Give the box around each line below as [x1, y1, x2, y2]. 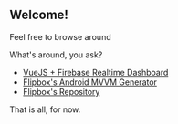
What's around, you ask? [9, 49, 103, 60]
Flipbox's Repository [22, 86, 100, 97]
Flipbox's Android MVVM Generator [22, 77, 158, 88]
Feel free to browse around [9, 31, 111, 42]
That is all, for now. [9, 104, 81, 115]
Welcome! [9, 7, 68, 23]
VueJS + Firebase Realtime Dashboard [22, 67, 169, 77]
